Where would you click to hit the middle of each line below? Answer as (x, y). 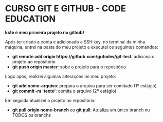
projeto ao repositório (34, 61)
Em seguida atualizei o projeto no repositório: (50, 100)
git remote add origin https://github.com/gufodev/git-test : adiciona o (83, 56)
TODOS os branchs (31, 115)
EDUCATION (30, 19)
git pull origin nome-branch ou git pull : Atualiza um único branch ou (81, 110)
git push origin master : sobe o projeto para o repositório (69, 67)
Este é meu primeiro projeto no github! (45, 32)
